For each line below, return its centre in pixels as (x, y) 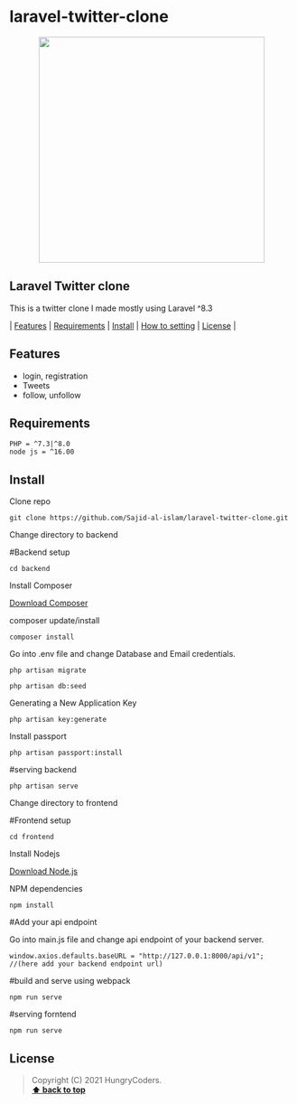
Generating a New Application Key (73, 703)
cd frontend (32, 837)
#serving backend (43, 770)
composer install (42, 637)
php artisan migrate (48, 670)
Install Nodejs (35, 854)
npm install (32, 905)
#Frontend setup (40, 820)
